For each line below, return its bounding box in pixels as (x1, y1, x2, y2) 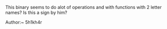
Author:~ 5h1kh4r (5, 19, 42, 25)
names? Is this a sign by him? (5, 9, 68, 15)
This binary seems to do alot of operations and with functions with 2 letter (5, 4, 162, 10)
